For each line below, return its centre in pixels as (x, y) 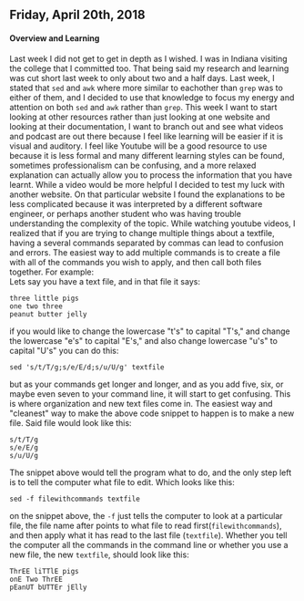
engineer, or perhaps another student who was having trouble (125, 213)
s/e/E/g (24, 447)
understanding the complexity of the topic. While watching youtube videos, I (152, 223)
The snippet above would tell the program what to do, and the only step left (151, 472)
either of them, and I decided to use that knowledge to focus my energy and (152, 97)
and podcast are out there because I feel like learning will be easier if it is (147, 136)
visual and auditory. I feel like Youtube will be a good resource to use (138, 146)
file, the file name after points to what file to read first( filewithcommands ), (146, 525)
